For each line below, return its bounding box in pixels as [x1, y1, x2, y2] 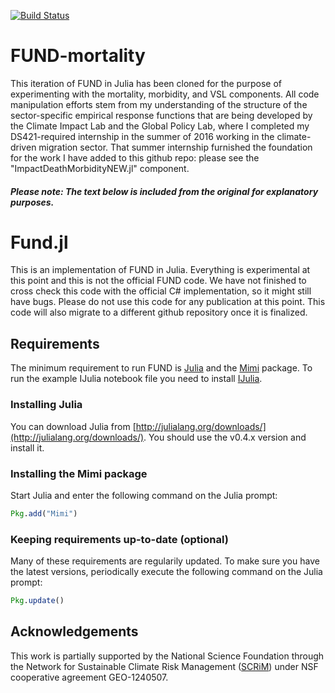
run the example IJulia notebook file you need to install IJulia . [10, 373, 263, 385]
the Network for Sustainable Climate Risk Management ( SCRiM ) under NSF [10, 660, 319, 672]
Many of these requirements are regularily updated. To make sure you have [10, 555, 320, 567]
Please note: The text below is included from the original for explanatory [10, 185, 319, 197]
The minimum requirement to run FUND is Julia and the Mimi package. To [10, 362, 313, 374]
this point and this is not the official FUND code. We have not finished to [10, 275, 307, 287]
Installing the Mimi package [10, 466, 148, 480]
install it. [10, 441, 45, 454]
